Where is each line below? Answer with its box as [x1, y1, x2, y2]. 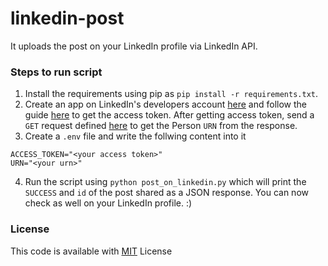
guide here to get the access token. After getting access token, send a [24, 109, 315, 121]
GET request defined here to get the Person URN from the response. [24, 120, 298, 132]
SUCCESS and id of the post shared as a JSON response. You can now [24, 187, 309, 199]
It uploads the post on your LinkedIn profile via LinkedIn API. [10, 40, 258, 52]
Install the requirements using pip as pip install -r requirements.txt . [24, 88, 318, 100]
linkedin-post [10, 7, 125, 30]
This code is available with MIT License [10, 245, 173, 257]
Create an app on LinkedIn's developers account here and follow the [24, 98, 308, 111]
